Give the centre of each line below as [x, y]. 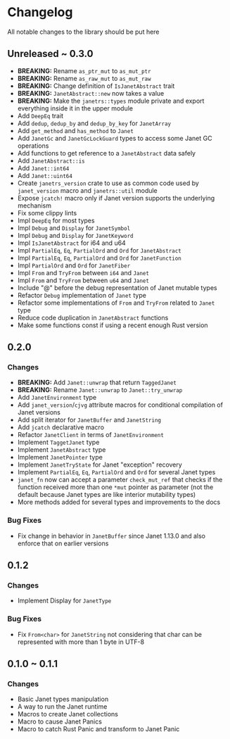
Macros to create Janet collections [68, 714]
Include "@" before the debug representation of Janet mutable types [117, 288]
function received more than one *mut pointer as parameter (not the [115, 487]
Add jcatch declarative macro [60, 427]
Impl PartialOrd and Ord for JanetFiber [74, 265]
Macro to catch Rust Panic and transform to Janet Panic [98, 729]
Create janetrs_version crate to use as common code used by [108, 183]
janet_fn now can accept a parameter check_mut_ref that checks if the [120, 480]
